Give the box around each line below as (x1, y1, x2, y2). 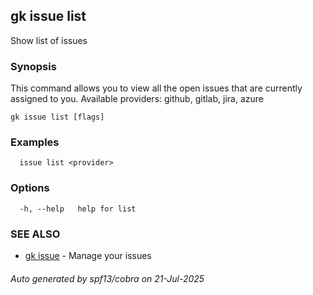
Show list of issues (10, 34, 88, 46)
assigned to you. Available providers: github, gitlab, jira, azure (10, 93, 264, 105)
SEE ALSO (10, 227, 61, 241)
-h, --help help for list (19, 204, 137, 214)
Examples (10, 135, 60, 149)
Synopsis (10, 59, 57, 73)
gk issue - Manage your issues (24, 250, 152, 261)
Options (10, 181, 50, 195)
